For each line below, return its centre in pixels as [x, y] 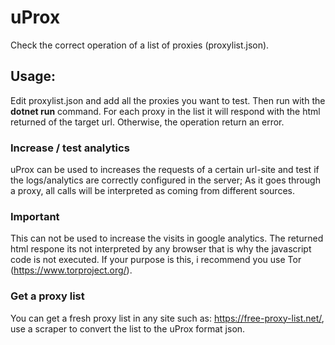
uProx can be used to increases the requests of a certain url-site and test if [165, 170]
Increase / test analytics [70, 148]
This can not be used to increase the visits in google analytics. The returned [167, 238]
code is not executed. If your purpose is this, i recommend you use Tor [156, 260]
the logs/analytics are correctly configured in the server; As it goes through [165, 180]
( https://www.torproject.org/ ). [71, 270]
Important [35, 216]
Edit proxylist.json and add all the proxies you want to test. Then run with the [168, 100]
